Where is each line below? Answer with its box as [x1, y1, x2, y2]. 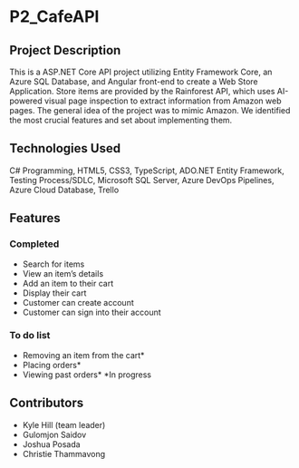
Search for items [22, 258, 85, 269]
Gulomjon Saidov [22, 429, 87, 440]
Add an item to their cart [22, 278, 114, 288]
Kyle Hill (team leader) [22, 419, 106, 430]
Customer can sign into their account [22, 307, 161, 317]
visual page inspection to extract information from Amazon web [43, 95, 282, 106]
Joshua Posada [22, 438, 81, 450]
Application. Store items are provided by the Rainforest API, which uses [9, 86, 275, 96]
